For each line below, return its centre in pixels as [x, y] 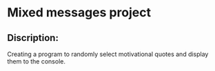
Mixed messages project [79, 13]
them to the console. [36, 61]
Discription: [33, 38]
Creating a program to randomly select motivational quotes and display [108, 54]
